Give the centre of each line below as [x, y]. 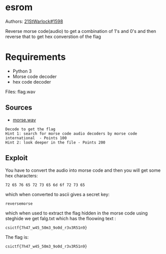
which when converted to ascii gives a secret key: [58, 194]
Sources [19, 108]
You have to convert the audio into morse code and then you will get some [83, 170]
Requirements [36, 57]
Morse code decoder [35, 76]
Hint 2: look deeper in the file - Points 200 [55, 142]
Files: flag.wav [20, 92]
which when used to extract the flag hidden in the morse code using [77, 213]
